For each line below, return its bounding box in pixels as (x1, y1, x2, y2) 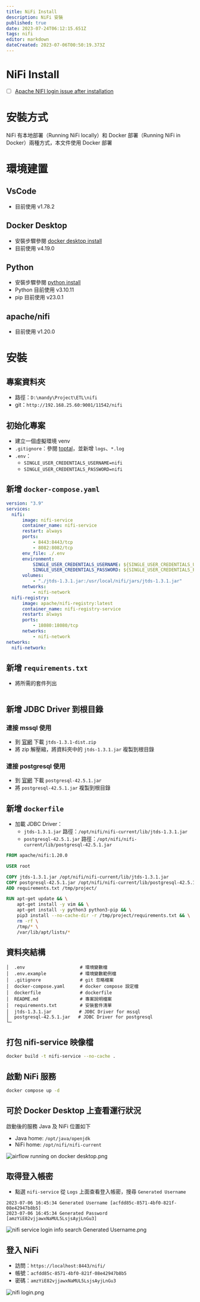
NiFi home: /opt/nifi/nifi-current (14, 1141, 102, 1148)
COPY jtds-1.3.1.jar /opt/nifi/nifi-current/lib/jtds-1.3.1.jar (6, 874, 169, 880)
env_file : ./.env (21, 550, 65, 556)
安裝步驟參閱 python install (14, 279, 81, 286)
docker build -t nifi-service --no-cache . (6, 1054, 116, 1060)
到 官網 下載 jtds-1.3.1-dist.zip (14, 738, 96, 745)
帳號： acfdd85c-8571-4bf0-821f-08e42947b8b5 (14, 1270, 127, 1277)
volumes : (21, 573, 44, 579)
